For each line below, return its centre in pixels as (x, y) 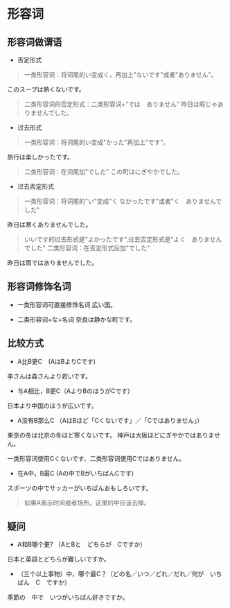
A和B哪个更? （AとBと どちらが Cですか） (82, 544)
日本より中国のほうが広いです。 (52, 406)
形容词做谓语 (35, 42)
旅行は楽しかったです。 (41, 157)
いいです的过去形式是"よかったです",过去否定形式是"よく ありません (123, 239)
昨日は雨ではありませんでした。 (53, 263)
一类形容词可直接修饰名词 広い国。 (67, 304)
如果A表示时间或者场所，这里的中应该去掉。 (87, 503)
